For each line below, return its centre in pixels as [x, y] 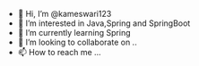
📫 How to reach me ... [59, 52]
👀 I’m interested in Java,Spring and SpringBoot [104, 23]
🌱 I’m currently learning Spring [74, 33]
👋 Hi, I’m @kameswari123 [65, 14]
